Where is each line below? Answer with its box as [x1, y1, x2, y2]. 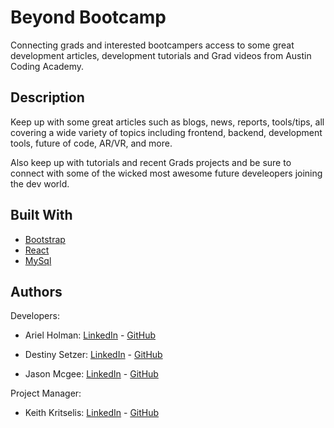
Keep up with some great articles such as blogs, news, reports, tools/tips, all [10, 116, 325, 128]
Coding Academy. [10, 60, 85, 72]
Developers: [10, 310, 60, 322]
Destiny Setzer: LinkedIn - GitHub [24, 349, 163, 361]
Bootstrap [24, 233, 66, 245]
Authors [10, 283, 63, 300]
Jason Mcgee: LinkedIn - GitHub [24, 368, 159, 380]
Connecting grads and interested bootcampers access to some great [10, 39, 295, 51]
